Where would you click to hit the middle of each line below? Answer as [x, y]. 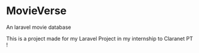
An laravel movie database [39, 27]
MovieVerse [36, 11]
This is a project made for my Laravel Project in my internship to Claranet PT [100, 38]
